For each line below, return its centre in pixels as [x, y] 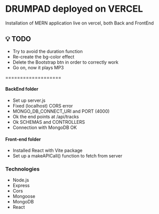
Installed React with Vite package [47, 150]
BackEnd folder [22, 89]
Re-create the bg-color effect [43, 57]
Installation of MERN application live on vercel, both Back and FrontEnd [80, 23]
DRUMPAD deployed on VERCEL [74, 9]
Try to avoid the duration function [47, 51]
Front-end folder [23, 139]
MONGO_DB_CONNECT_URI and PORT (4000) [61, 111]
